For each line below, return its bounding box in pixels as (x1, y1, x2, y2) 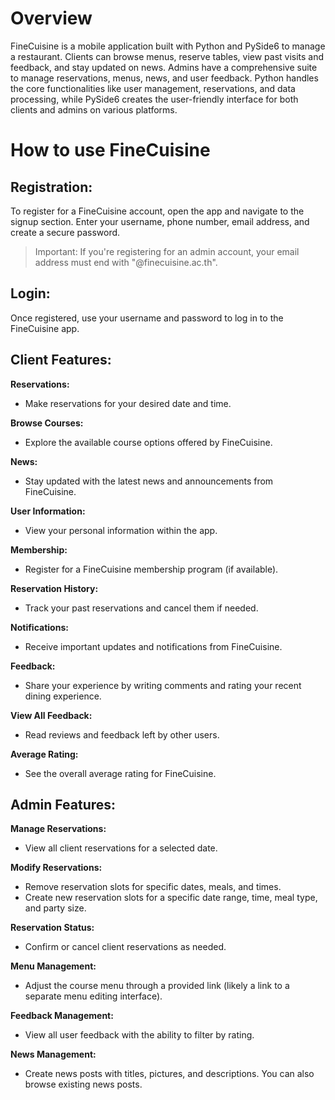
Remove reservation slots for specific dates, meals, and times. (24, 881, 282, 893)
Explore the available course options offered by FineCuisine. (24, 436, 273, 448)
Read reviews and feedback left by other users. (24, 728, 220, 741)
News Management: (10, 1048, 97, 1061)
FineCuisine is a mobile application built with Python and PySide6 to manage (10, 40, 326, 52)
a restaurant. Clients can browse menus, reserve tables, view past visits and (10, 50, 325, 62)
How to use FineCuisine (10, 139, 211, 162)
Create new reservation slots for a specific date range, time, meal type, (24, 892, 318, 904)
